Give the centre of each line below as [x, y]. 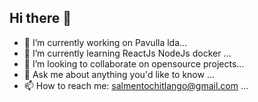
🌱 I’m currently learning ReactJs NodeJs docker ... [127, 53]
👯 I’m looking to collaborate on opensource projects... [134, 63]
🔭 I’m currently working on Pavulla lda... [105, 42]
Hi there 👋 [40, 18]
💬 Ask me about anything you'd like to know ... [119, 74]
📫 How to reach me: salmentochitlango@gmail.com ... [136, 85]
